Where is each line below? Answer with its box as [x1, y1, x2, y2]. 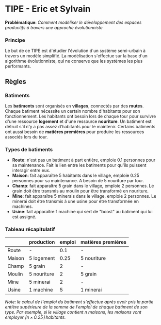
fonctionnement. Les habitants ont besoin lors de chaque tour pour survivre [5, 113, 156, 119]
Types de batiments [5, 146, 53, 153]
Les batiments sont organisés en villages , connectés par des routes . [5, 103, 144, 109]
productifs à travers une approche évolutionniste [5, 24, 103, 30]
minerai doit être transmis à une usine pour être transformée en [12, 198, 139, 205]
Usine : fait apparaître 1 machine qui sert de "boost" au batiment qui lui [12, 209, 153, 215]
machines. [12, 204, 33, 209]
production [29, 239, 55, 245]
